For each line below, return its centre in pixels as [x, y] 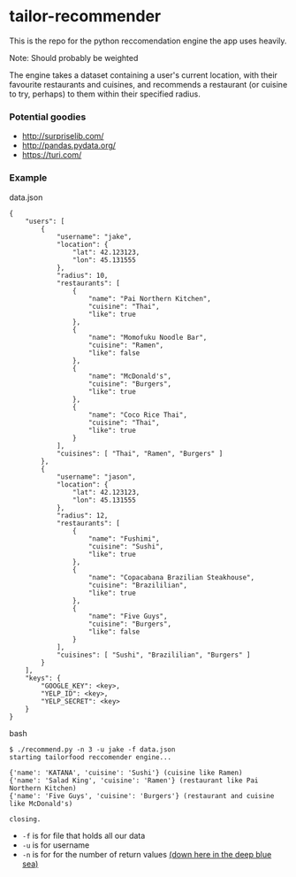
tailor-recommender [85, 16]
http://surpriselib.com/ [63, 136]
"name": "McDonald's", [130, 376]
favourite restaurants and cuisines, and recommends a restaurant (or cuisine [148, 84]
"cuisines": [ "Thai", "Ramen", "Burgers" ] [140, 453]
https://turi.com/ [52, 155]
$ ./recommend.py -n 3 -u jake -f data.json [92, 750]
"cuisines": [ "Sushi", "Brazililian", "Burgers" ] [153, 655]
